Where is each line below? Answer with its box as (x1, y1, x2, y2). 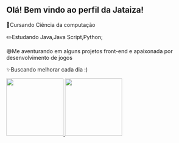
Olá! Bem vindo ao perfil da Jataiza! (6, 5, 144, 15)
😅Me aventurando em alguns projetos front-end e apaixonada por (6, 47, 173, 54)
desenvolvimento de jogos (6, 54, 73, 61)
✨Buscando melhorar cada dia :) (6, 65, 88, 73)
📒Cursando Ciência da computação (6, 21, 96, 28)
